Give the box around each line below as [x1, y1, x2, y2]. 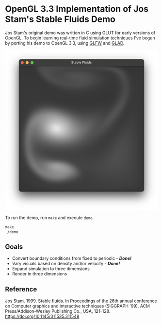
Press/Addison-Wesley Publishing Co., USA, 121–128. [5, 308, 111, 314]
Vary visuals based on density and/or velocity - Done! [12, 261, 120, 267]
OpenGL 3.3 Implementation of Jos [5, 3, 149, 15]
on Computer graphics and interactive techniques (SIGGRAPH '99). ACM [5, 303, 150, 309]
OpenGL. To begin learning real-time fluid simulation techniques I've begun [5, 35, 155, 41]
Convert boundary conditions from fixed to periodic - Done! [12, 256, 132, 261]
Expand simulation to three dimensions [12, 266, 90, 272]
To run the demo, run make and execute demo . [5, 215, 94, 221]
